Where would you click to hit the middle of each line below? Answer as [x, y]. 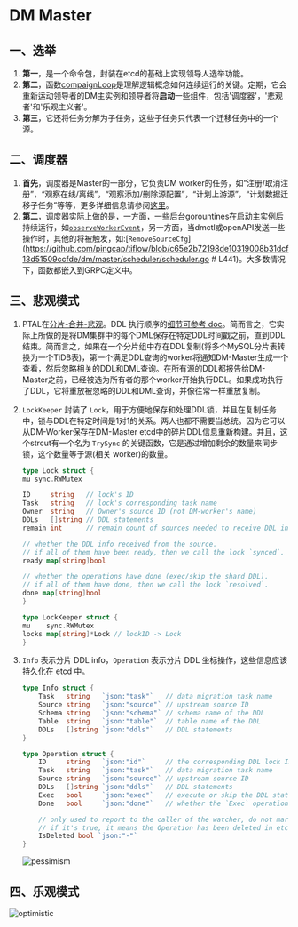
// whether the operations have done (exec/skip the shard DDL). [145, 577]
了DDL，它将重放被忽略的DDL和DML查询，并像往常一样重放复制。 [143, 390]
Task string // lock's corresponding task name [119, 503]
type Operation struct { [68, 754]
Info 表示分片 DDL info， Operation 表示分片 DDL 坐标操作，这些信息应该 [155, 660]
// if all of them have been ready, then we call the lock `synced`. [153, 552]
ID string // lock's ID [78, 495]
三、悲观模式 [44, 301]
